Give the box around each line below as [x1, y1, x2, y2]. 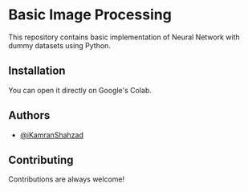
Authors [8, 108, 51, 122]
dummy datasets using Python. [8, 40, 111, 50]
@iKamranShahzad [19, 130, 84, 140]
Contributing [8, 153, 74, 166]
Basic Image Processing [8, 6, 173, 24]
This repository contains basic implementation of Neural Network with [8, 32, 240, 42]
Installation [8, 64, 66, 78]
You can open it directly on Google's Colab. [8, 85, 152, 95]
